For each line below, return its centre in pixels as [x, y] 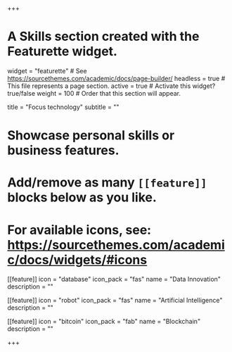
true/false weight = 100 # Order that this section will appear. [94, 93]
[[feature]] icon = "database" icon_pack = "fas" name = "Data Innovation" [114, 279]
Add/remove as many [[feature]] [107, 183]
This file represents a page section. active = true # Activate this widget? [111, 86]
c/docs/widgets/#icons [77, 259]
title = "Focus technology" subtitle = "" [63, 107]
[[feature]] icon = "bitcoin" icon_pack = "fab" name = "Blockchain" [104, 322]
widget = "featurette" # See [47, 70]
